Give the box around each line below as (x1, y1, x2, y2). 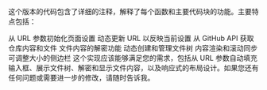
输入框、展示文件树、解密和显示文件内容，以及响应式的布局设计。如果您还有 (8, 63, 259, 73)
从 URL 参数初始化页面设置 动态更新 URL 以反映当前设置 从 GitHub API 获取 (8, 34, 254, 43)
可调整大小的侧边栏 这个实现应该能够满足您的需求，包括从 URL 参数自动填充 (8, 54, 258, 62)
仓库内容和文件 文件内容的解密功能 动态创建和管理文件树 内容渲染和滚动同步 (8, 43, 258, 53)
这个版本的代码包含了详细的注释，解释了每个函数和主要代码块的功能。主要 (8, 7, 252, 16)
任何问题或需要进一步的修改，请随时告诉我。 (8, 73, 155, 82)
